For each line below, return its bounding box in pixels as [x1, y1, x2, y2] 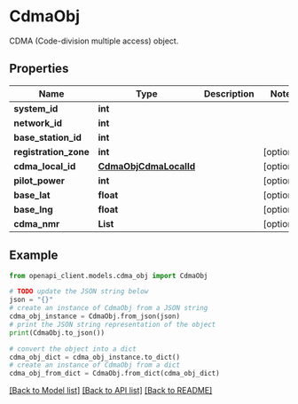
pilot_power [13, 175, 65, 187]
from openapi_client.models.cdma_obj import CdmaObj [9, 271, 208, 280]
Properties [9, 61, 69, 76]
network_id [13, 117, 63, 129]
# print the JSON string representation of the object [9, 320, 216, 329]
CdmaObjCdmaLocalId [98, 159, 196, 172]
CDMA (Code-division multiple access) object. [9, 35, 179, 46]
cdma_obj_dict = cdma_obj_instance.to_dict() [9, 353, 180, 361]
